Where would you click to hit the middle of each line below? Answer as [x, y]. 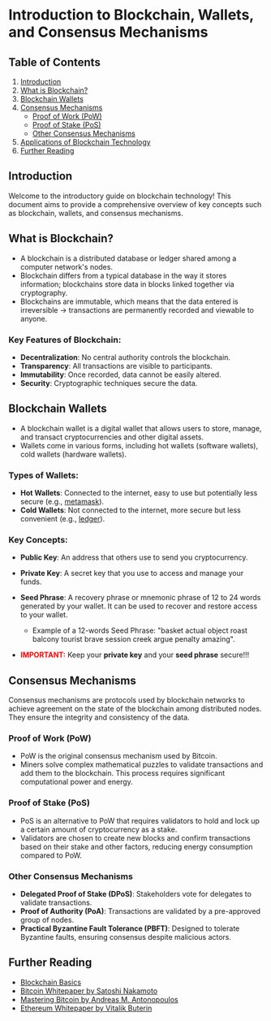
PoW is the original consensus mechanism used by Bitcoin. [118, 756]
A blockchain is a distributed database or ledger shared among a [128, 258]
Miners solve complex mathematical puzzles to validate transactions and [142, 764]
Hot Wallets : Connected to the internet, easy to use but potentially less [139, 493]
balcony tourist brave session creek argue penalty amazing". [133, 639]
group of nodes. [47, 920]
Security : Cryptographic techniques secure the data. [109, 383]
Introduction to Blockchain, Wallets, [131, 15]
